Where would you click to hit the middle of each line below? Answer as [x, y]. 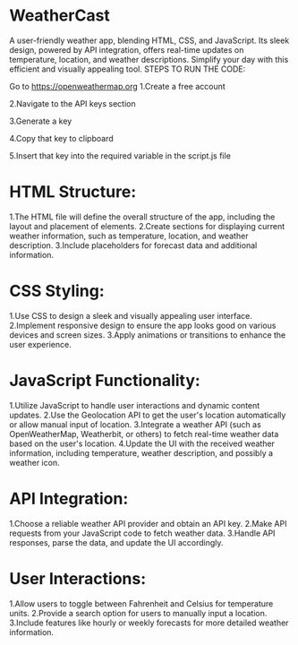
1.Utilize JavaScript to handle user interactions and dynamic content [135, 405]
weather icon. [34, 462]
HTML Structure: [73, 192]
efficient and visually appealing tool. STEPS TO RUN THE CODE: [128, 69]
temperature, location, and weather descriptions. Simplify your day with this [149, 59]
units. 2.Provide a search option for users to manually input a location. [138, 613]
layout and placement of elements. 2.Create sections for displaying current [147, 226]
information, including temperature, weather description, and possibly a [141, 452]
